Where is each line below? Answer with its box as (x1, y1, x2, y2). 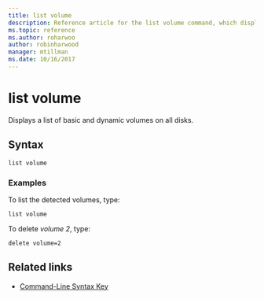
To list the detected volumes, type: (8, 194, 120, 205)
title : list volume (8, 11, 72, 20)
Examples (8, 177, 47, 188)
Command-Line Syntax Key (19, 281, 108, 291)
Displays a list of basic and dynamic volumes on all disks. (8, 115, 194, 124)
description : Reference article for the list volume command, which (8, 19, 237, 27)
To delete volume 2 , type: (8, 223, 91, 233)
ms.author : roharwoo (8, 33, 76, 42)
